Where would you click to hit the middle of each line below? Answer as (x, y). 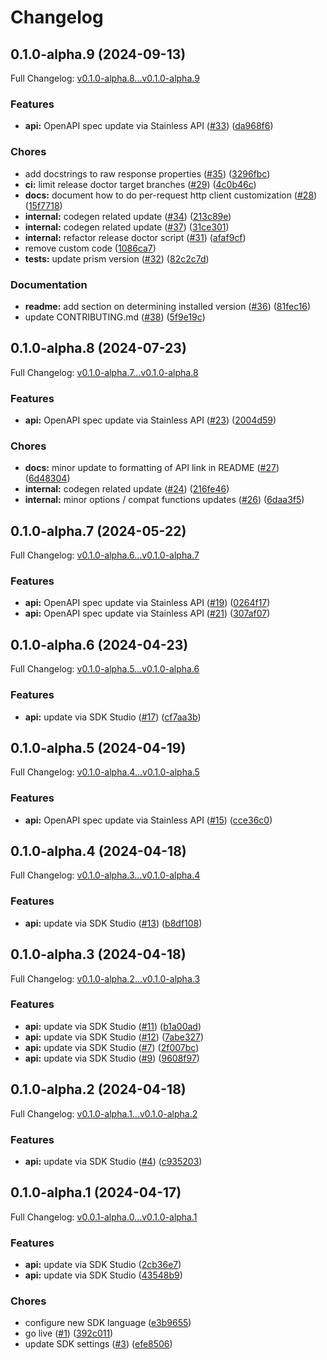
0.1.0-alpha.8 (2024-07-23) (98, 348)
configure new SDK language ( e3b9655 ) (108, 1323)
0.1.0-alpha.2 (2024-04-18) (98, 1089)
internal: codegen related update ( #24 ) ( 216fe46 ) (127, 489)
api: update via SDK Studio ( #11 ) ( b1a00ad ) (113, 1026)
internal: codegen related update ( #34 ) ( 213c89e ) (128, 216)
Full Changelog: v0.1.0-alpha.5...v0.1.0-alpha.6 (105, 669)
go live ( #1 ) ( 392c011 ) (69, 1333)
